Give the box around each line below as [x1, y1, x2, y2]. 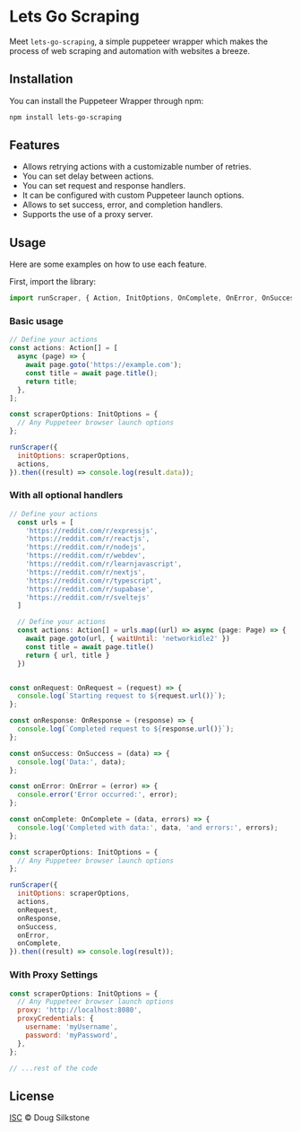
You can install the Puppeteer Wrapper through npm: [9, 95, 204, 106]
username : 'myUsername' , [25, 1022, 118, 1031]
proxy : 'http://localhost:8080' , [17, 1005, 142, 1015]
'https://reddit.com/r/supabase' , [25, 584, 154, 593]
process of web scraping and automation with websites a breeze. [9, 45, 251, 56]
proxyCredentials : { [17, 1014, 94, 1023]
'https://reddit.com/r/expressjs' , [25, 526, 159, 535]
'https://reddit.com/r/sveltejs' [25, 592, 150, 602]
